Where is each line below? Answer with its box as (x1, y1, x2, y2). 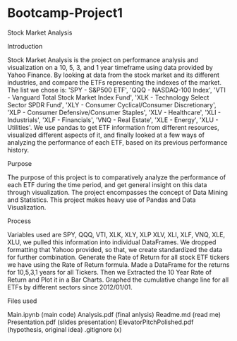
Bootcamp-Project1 (7, 5, 123, 21)
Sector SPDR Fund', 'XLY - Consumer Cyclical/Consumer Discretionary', (7, 100, 217, 109)
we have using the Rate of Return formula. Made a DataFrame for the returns (7, 260, 230, 269)
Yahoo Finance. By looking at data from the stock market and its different (7, 71, 220, 79)
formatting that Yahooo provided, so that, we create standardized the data (7, 245, 223, 253)
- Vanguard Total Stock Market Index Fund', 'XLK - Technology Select (7, 93, 209, 102)
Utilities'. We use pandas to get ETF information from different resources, (7, 123, 220, 131)
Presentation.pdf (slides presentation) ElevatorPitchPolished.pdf (7, 318, 194, 326)
